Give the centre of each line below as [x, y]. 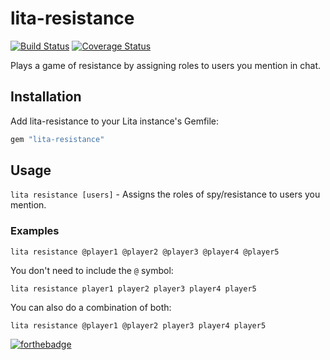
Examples [35, 231]
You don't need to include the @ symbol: [92, 270]
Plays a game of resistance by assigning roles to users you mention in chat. [166, 65]
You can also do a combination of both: [91, 307]
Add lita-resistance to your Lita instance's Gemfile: [115, 121]
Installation [46, 97]
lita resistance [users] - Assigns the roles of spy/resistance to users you [165, 194]
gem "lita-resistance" [57, 139]
